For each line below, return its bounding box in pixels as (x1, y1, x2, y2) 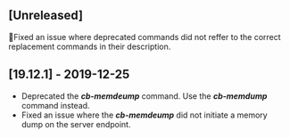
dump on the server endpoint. (21, 118, 131, 129)
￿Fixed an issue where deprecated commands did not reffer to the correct (8, 31, 282, 42)
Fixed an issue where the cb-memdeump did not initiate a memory (21, 110, 269, 120)
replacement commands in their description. (8, 41, 171, 52)
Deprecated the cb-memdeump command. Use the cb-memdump (21, 90, 268, 101)
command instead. (21, 100, 90, 110)
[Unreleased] (8, 8, 84, 23)
